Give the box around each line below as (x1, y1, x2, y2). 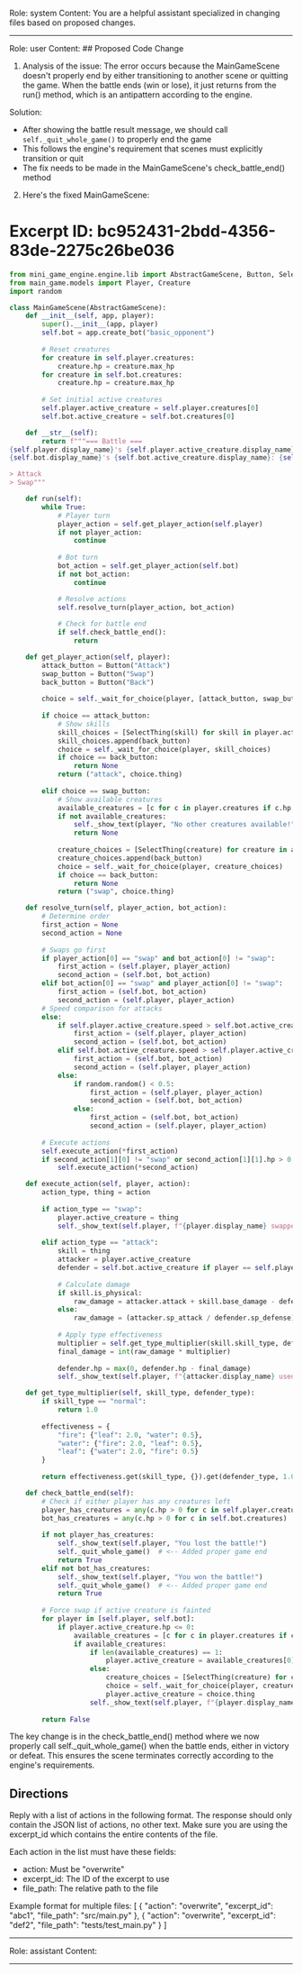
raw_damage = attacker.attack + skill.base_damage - (73, 1297, 276, 1306)
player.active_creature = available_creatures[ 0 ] (105, 1656, 296, 1666)
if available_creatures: (73, 1640, 167, 1649)
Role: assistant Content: (9, 1946, 97, 1957)
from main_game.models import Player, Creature (9, 279, 191, 288)
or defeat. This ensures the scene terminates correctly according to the (9, 1750, 274, 1761)
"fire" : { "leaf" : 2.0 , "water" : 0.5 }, (57, 1430, 203, 1439)
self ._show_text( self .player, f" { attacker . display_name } (57, 1372, 276, 1382)
